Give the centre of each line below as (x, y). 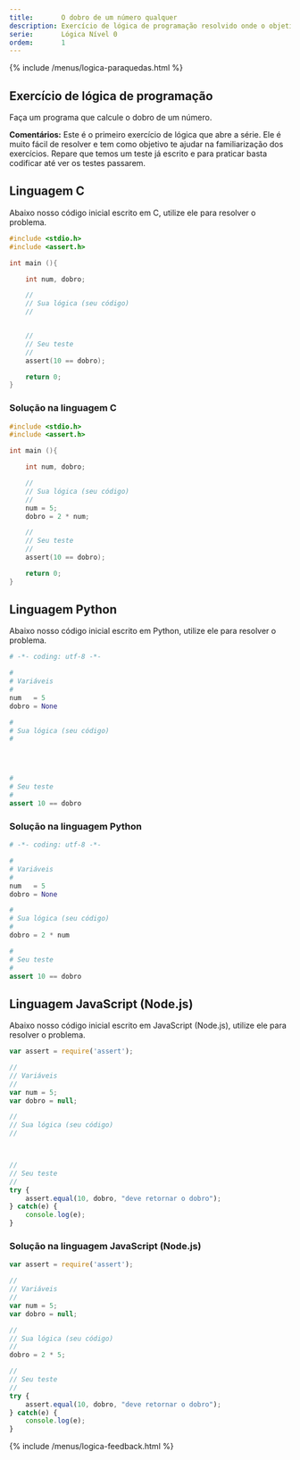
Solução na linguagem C (63, 408)
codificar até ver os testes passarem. (77, 163)
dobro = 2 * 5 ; (37, 1355)
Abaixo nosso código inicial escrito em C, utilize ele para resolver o (133, 213)
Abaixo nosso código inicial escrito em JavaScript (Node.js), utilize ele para (148, 1026)
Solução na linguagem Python (76, 826)
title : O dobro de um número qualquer (93, 17)
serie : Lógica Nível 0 (63, 34)
